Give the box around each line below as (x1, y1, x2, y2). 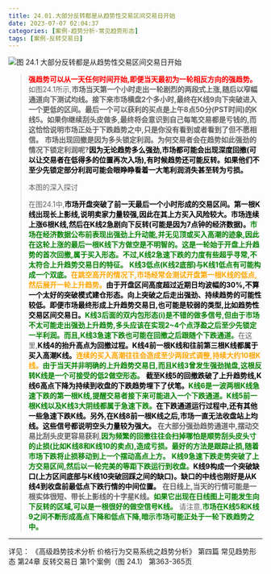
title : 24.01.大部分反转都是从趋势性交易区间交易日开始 (8, 11, 176, 20)
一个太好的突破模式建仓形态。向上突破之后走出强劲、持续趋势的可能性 (27, 290, 262, 300)
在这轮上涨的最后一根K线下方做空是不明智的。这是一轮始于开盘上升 (27, 239, 252, 250)
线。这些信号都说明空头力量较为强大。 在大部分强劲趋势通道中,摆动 (27, 421, 252, 431)
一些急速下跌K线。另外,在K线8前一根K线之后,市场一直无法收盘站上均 (27, 411, 258, 421)
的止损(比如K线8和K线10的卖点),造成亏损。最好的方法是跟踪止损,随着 (27, 441, 260, 451)
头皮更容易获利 (49, 431, 99, 441)
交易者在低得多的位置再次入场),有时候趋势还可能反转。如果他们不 (42, 155, 260, 165)
